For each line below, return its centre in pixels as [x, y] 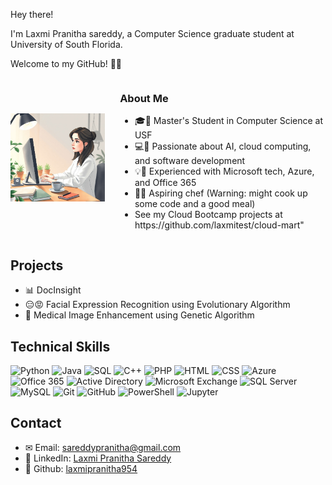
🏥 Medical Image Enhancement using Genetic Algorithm [139, 315]
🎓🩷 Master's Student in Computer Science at [229, 121]
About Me [144, 98]
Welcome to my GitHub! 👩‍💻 [66, 63]
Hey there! [32, 14]
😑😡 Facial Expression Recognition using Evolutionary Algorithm [157, 305]
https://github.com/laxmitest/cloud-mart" [219, 225]
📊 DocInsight [53, 290]
